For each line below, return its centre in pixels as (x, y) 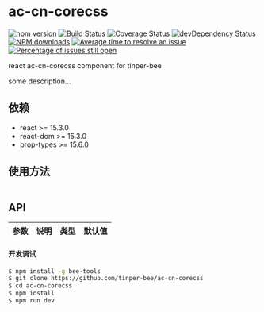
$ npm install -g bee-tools (55, 271)
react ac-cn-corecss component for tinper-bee (85, 65)
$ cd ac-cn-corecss (40, 286)
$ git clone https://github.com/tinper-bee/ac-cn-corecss (106, 279)
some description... (40, 81)
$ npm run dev (32, 301)
